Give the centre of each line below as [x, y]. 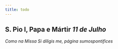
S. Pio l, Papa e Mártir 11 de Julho [56, 30]
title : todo [17, 10]
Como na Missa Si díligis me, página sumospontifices [59, 41]
